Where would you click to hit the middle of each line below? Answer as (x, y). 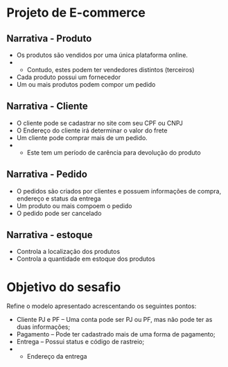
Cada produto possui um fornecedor (69, 77)
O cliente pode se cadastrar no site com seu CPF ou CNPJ (99, 123)
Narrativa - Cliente (47, 106)
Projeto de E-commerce (76, 13)
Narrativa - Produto (49, 39)
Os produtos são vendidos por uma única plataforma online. (102, 55)
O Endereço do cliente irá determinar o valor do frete (92, 130)
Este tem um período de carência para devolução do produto (114, 152)
